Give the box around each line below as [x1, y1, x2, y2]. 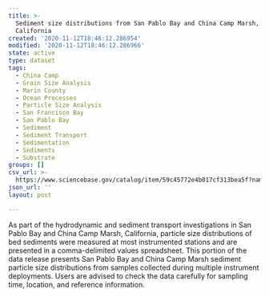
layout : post [8, 190, 52, 199]
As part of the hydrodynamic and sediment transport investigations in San [8, 220, 252, 230]
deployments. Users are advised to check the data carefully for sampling [8, 271, 248, 281]
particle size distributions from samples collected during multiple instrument [8, 262, 259, 272]
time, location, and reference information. [8, 279, 146, 289]
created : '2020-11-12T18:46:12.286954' [8, 34, 142, 43]
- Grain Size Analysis [15, 79, 91, 87]
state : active [8, 49, 56, 57]
